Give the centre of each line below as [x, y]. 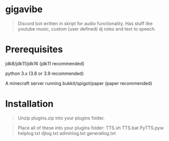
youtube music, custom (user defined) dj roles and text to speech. [87, 29]
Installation [29, 104]
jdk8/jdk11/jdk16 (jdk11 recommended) [45, 63]
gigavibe [24, 9]
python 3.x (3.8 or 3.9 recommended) [44, 73]
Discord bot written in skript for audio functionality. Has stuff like [85, 23]
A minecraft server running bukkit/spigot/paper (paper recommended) [79, 83]
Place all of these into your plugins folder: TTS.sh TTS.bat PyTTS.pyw [91, 128]
